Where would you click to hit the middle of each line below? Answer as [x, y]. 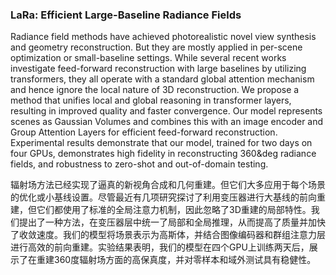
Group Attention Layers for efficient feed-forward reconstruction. [144, 132]
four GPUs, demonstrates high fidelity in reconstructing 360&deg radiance [163, 154]
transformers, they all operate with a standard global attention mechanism [162, 79]
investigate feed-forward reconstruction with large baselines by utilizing [158, 69]
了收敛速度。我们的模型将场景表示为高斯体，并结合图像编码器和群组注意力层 [168, 235]
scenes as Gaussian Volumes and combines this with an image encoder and [167, 122]
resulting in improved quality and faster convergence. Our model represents [166, 111]
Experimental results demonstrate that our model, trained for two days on [161, 143]
